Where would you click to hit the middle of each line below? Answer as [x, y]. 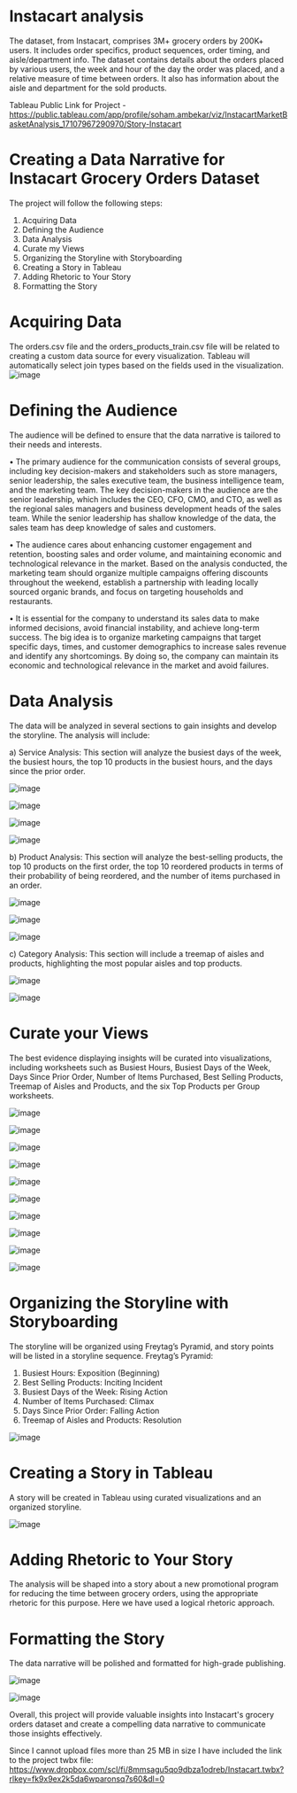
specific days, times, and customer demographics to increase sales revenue [148, 646]
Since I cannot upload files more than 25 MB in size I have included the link [146, 1750]
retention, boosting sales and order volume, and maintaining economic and [145, 554]
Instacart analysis [76, 16]
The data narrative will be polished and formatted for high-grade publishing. [148, 1664]
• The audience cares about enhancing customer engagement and [130, 544]
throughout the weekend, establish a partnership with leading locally [134, 582]
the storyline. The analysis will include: [80, 735]
